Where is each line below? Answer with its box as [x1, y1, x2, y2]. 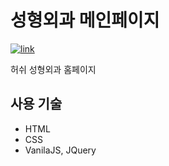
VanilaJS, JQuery [24, 144, 97, 156]
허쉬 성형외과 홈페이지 [10, 63, 97, 75]
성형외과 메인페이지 [10, 9, 160, 32]
